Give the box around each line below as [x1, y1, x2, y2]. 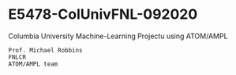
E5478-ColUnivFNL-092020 [8, 5, 198, 23]
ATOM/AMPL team [8, 60, 58, 68]
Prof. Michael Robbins [8, 46, 83, 54]
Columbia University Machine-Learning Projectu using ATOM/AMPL [8, 31, 228, 41]
